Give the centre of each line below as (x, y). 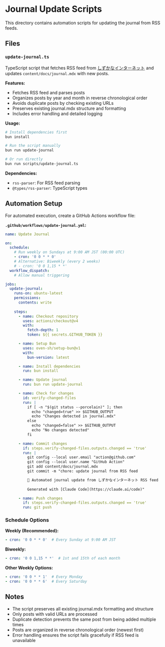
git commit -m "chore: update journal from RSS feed (82, 471)
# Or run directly (24, 159)
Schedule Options (27, 520)
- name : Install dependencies (49, 366)
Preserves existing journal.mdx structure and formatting (69, 108)
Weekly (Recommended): (32, 531)
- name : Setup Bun (37, 344)
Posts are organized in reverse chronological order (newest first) (78, 630)
